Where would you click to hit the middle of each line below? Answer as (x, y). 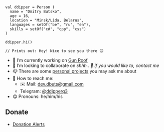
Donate (17, 112)
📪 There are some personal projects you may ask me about (74, 71)
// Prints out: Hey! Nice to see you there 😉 (54, 51)
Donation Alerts (29, 124)
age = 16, (20, 16)
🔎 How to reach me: (33, 78)
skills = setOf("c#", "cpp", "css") (48, 29)
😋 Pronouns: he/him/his (37, 96)
